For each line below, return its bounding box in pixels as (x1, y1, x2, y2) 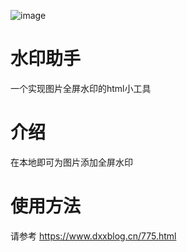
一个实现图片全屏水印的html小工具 (10, 82, 152, 94)
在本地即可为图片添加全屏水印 (10, 156, 133, 168)
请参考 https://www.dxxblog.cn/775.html (10, 230, 177, 242)
